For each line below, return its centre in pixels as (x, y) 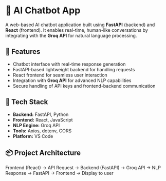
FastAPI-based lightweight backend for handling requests (74, 69)
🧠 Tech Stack (27, 102)
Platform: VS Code (33, 136)
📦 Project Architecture (43, 153)
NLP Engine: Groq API (36, 125)
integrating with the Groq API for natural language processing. (71, 35)
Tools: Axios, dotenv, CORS (42, 131)
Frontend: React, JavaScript (43, 119)
